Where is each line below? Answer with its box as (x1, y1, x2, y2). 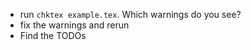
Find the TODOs (19, 30, 87, 41)
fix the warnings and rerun (19, 19, 130, 31)
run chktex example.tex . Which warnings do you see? (19, 9, 242, 20)
